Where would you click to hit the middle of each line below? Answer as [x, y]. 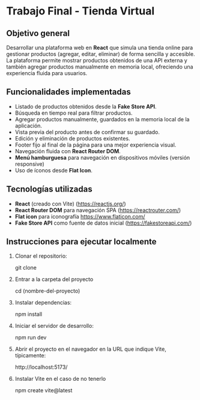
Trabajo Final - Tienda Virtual [80, 11]
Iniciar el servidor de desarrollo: [54, 326]
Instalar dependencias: [43, 303]
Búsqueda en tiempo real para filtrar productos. [74, 113]
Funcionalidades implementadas [68, 92]
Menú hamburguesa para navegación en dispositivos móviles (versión [102, 157]
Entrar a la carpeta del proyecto [54, 279]
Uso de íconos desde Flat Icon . [54, 170]
